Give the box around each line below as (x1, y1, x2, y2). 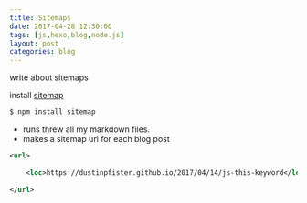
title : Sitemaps (9, 13, 71, 23)
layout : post (9, 38, 59, 48)
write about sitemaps (9, 72, 89, 83)
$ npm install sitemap (9, 107, 96, 117)
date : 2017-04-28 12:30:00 (9, 22, 112, 31)
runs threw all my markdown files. (22, 124, 151, 135)
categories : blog (9, 47, 76, 56)
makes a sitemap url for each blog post (22, 134, 171, 144)
